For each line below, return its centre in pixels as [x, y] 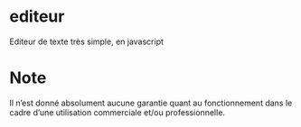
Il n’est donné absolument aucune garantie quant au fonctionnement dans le [151, 103]
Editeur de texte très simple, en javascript [87, 41]
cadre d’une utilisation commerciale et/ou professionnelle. [118, 112]
